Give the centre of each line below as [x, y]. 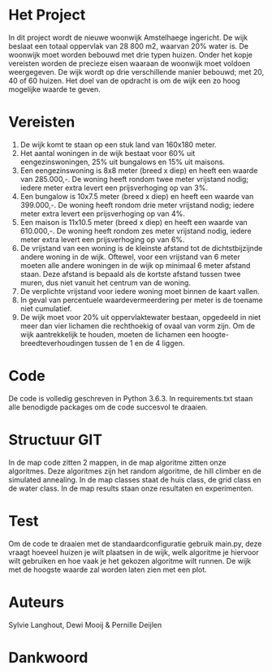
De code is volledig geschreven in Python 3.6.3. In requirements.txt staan [131, 398]
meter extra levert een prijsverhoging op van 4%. [102, 214]
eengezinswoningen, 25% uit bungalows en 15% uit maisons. [123, 162]
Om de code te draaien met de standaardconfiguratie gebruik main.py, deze [135, 543]
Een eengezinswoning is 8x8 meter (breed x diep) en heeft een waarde [139, 170]
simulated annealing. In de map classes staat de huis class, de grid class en [135, 479]
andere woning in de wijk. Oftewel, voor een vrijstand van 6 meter [130, 257]
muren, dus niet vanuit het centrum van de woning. [105, 283]
